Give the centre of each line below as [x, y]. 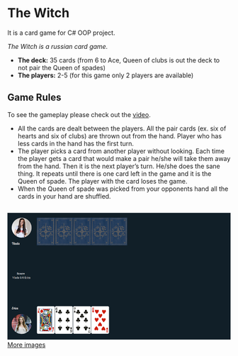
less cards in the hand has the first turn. [76, 143]
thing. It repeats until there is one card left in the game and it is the [114, 173]
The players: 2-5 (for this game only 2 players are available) [106, 75]
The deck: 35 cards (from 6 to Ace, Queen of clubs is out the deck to [119, 60]
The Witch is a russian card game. [58, 46]
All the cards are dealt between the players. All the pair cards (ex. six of [122, 128]
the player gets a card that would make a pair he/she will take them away [124, 158]
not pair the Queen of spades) [62, 67]
